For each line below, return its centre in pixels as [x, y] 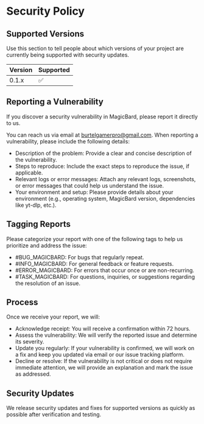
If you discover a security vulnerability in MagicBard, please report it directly [102, 117]
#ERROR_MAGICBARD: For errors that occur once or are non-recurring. [105, 270]
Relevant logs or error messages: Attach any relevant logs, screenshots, [105, 179]
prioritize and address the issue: [47, 245]
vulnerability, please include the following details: [68, 141]
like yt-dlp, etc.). [36, 205]
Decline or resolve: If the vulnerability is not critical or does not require [104, 361]
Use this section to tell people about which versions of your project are [95, 48]
